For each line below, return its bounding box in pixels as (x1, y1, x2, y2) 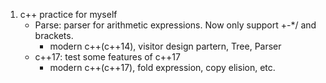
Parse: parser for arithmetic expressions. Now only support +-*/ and (34, 19, 317, 31)
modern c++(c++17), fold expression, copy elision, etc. (49, 62, 276, 73)
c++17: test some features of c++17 (34, 51, 181, 63)
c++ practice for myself (19, 9, 118, 20)
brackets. (34, 30, 74, 41)
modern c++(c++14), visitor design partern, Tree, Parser (49, 40, 282, 52)
